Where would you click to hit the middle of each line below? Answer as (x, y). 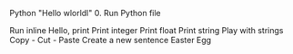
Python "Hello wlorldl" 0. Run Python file (85, 13)
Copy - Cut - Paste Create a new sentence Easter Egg (111, 40)
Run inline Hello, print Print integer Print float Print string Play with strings (146, 30)
